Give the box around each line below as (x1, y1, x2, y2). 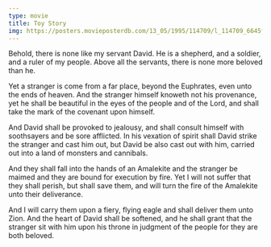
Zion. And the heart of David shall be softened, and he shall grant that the (8, 214, 252, 224)
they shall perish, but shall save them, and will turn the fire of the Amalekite (8, 181, 258, 191)
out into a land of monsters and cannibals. (8, 148, 148, 158)
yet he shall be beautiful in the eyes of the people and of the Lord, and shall (8, 98, 260, 109)
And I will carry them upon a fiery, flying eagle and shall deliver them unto (8, 205, 254, 215)
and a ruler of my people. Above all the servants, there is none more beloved (8, 57, 263, 67)
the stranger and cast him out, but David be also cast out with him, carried (8, 140, 256, 150)
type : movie (8, 11, 48, 20)
